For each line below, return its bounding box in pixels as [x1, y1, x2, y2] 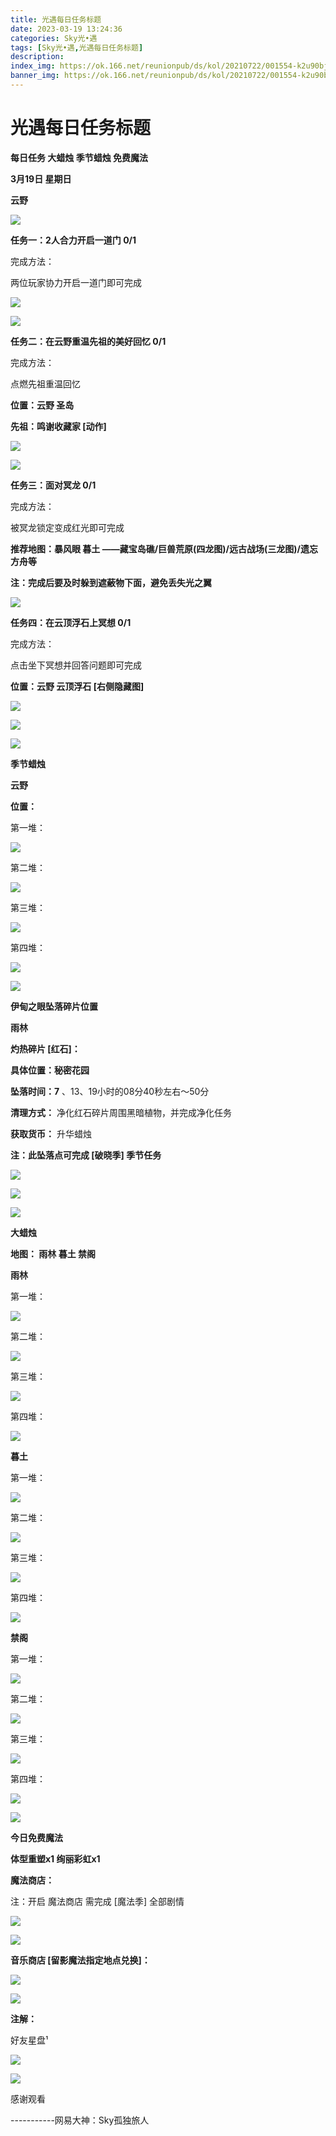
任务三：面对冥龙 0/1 [10, 479, 97, 491]
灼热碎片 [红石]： [10, 1042, 81, 1055]
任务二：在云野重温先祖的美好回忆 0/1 [10, 335, 167, 347]
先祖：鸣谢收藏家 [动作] [10, 420, 107, 432]
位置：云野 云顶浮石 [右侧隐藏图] [10, 680, 145, 692]
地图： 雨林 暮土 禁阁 [10, 1247, 96, 1260]
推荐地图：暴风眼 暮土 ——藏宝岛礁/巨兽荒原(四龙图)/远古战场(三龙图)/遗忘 [10, 542, 319, 555]
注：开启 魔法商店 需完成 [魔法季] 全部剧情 [10, 1895, 185, 1907]
